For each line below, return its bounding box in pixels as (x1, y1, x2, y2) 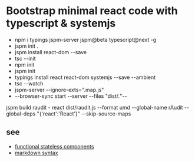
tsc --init (14, 55, 37, 62)
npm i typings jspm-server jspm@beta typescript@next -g (14, 36, 157, 43)
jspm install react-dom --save (14, 48, 87, 55)
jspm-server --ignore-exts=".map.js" (14, 86, 104, 93)
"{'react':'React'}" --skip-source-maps (37, 110, 131, 117)
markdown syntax (14, 149, 58, 156)
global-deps (6, 110, 36, 117)
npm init (14, 61, 35, 68)
